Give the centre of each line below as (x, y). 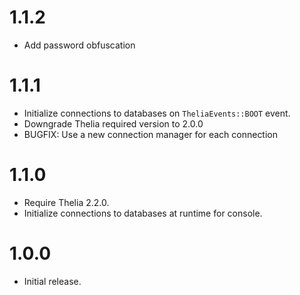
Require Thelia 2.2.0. (66, 202)
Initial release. (52, 281)
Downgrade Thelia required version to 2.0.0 (113, 123)
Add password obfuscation (79, 45)
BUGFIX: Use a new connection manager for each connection (151, 134)
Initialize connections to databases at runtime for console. (143, 213)
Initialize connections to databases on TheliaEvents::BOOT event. (157, 113)
